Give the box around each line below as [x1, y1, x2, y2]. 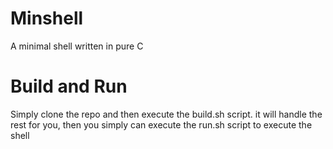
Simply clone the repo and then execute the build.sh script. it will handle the [10, 108, 323, 120]
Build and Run [10, 75, 128, 98]
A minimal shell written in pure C [10, 40, 144, 52]
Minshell [10, 7, 84, 30]
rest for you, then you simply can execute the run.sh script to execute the [10, 118, 313, 131]
